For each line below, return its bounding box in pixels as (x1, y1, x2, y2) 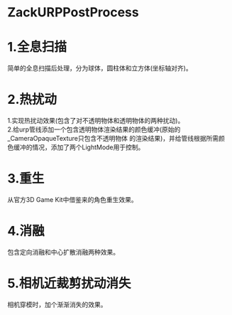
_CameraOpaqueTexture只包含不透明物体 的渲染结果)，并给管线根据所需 (7, 134, 219, 143)
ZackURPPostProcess (7, 4, 140, 21)
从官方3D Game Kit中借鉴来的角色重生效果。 (7, 196, 138, 203)
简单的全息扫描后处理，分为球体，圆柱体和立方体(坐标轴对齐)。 (7, 64, 193, 73)
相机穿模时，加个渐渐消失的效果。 (7, 300, 107, 309)
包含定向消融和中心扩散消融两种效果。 (7, 247, 119, 256)
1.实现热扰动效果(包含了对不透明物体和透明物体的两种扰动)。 (7, 117, 184, 125)
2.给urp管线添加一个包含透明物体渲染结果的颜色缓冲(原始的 (7, 125, 181, 134)
